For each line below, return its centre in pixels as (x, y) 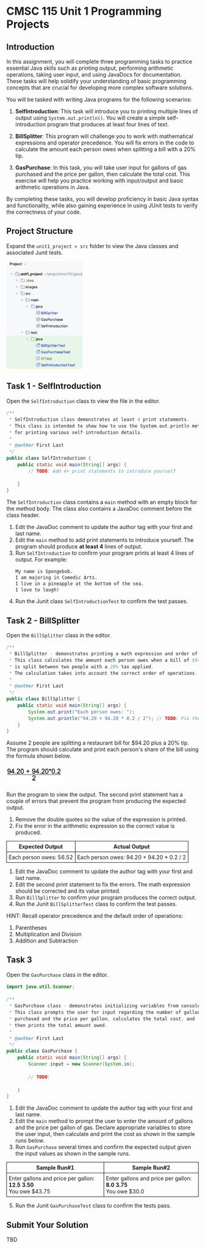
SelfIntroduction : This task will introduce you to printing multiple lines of (106, 111)
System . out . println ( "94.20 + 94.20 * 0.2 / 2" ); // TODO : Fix (109, 718)
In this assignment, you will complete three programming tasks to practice (99, 62)
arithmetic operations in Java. (52, 187)
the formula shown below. (39, 756)
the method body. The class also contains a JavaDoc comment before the (99, 509)
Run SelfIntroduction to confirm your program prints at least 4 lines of (104, 553)
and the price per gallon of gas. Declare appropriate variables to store (103, 1127)
